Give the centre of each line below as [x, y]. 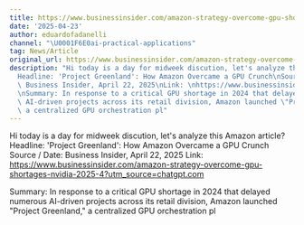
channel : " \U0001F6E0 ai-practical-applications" [103, 43]
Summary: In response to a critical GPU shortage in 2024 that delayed [140, 192]
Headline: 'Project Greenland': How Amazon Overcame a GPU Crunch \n [149, 77]
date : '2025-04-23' [46, 26]
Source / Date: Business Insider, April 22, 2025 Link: [106, 155]
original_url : [36, 60]
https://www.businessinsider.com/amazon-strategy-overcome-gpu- [136, 164]
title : [22, 18]
